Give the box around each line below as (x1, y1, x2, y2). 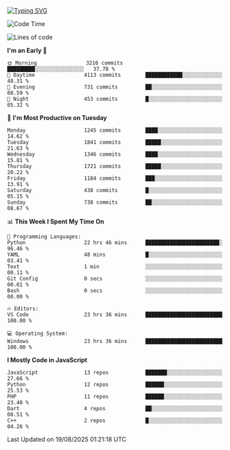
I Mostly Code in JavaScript (7, 356, 88, 364)
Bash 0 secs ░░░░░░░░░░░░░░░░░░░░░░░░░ (7, 287, 223, 294)
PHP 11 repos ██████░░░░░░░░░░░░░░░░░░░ (7, 393, 223, 400)
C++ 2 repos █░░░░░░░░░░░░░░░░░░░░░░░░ (7, 417, 223, 424)
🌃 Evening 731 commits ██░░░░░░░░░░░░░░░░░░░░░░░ (7, 84, 223, 91)
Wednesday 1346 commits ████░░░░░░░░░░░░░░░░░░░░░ (7, 151, 223, 158)
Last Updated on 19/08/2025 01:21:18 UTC (7, 436, 127, 443)
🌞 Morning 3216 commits (7, 60, 124, 67)
